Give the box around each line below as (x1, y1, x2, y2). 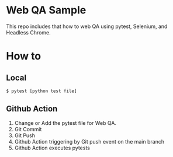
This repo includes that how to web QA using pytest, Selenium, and (6, 23, 168, 30)
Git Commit (14, 125, 42, 132)
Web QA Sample (6, 4, 86, 17)
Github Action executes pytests (14, 144, 91, 151)
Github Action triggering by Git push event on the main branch (14, 138, 165, 145)
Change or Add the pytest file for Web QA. (14, 119, 117, 126)
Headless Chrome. (6, 29, 51, 36)
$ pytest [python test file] (6, 88, 77, 94)
